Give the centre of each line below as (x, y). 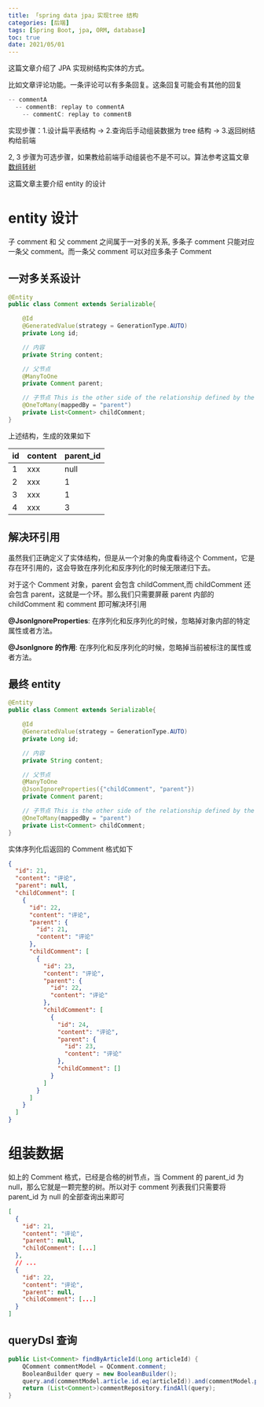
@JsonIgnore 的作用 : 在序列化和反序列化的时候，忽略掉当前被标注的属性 (126, 647)
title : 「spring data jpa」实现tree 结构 (73, 15)
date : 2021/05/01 (37, 45)
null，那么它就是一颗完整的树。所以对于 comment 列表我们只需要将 (117, 1187)
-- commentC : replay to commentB (77, 114)
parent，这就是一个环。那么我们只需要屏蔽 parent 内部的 (122, 594)
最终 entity (35, 684)
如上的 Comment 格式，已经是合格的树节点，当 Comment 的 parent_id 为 (126, 1176)
